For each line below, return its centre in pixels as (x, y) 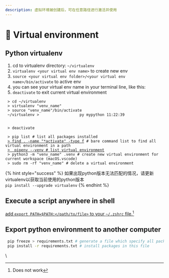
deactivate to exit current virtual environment (60, 92)
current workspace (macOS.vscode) (41, 159)
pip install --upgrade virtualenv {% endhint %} (57, 185)
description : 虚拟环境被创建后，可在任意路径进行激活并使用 (61, 10)
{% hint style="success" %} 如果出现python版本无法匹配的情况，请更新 (80, 173)
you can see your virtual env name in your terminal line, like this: (79, 87)
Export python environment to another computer (83, 230)
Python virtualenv (34, 53)
